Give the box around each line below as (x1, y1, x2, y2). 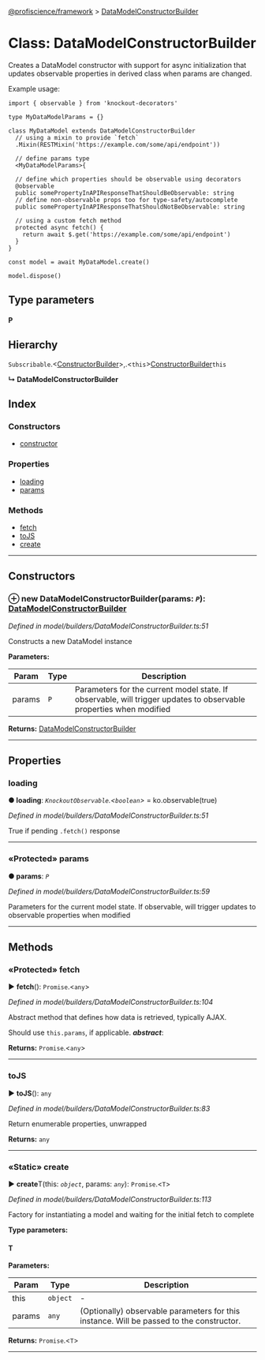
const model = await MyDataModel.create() (8, 258, 150, 266)
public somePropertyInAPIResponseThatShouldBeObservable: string (15, 189, 235, 197)
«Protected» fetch (8, 965, 80, 975)
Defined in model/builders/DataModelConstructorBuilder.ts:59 (8, 886, 211, 896)
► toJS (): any (8, 1088, 52, 1098)
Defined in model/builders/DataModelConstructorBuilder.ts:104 (8, 998, 214, 1007)
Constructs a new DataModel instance (8, 636, 132, 646)
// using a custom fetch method (15, 216, 122, 224)
